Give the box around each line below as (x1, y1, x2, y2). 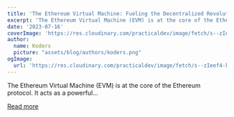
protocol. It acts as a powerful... (7, 88, 99, 97)
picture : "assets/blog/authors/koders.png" (13, 49, 141, 56)
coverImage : (7, 29, 42, 37)
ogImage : (7, 56, 33, 63)
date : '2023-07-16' (7, 23, 64, 30)
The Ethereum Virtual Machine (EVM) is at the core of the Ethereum (7, 81, 201, 89)
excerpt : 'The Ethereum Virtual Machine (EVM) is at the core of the (7, 17, 214, 24)
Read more (7, 102, 39, 110)
